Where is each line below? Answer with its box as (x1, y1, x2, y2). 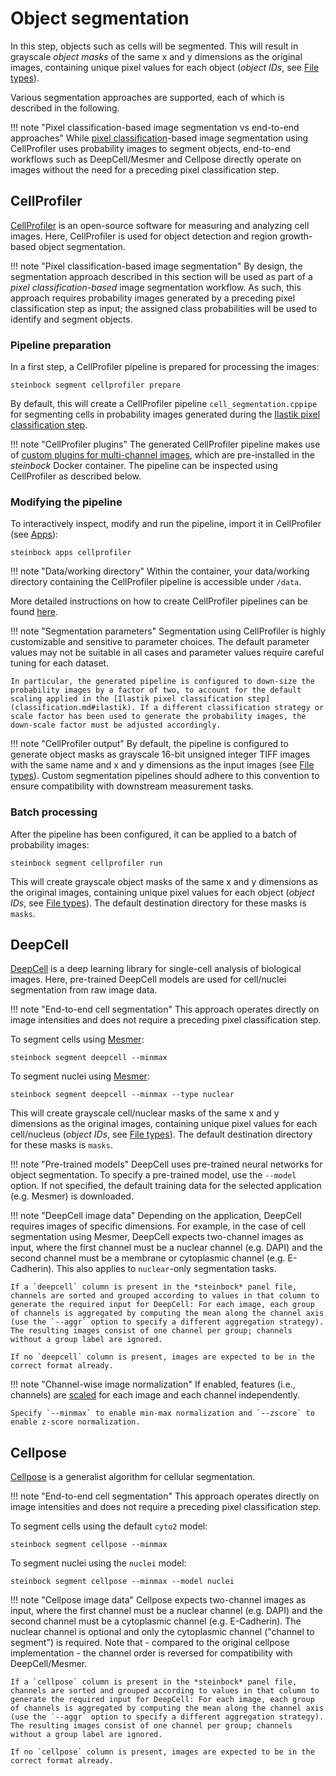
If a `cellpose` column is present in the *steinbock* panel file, (10, 1677, 298, 1687)
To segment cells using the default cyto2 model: (10, 1520, 208, 1532)
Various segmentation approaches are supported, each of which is (10, 91, 285, 103)
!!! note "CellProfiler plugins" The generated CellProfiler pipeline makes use (10, 438, 321, 451)
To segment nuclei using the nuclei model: (10, 1557, 187, 1569)
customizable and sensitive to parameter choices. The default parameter (10, 636, 310, 648)
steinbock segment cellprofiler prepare (10, 380, 182, 391)
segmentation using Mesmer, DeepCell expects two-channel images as (10, 1231, 304, 1243)
